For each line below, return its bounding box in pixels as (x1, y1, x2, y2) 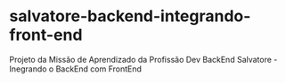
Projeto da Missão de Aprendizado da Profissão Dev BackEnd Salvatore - (9, 54, 278, 64)
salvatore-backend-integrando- (9, 6, 251, 26)
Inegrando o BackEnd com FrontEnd (9, 64, 143, 74)
